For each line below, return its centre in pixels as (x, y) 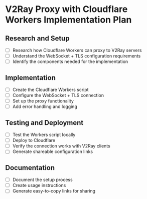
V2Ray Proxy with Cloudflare (66, 9)
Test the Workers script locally (44, 135)
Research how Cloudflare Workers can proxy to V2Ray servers (77, 50)
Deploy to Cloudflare (34, 140)
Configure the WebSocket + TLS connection (58, 95)
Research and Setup (37, 38)
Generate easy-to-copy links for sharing (54, 191)
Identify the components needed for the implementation (70, 61)
